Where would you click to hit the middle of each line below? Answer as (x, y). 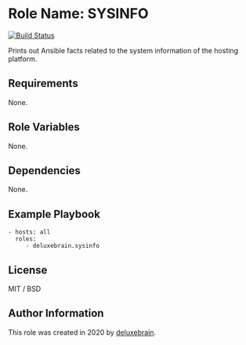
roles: (26, 239)
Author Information (56, 313)
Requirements (43, 84)
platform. (23, 59)
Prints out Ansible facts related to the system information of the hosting (123, 50)
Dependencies (44, 171)
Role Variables (44, 127)
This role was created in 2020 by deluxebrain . (82, 332)
